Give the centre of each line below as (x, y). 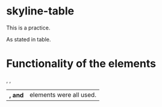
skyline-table (40, 11)
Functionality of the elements (81, 64)
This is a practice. (28, 28)
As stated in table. (29, 39)
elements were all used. (63, 94)
